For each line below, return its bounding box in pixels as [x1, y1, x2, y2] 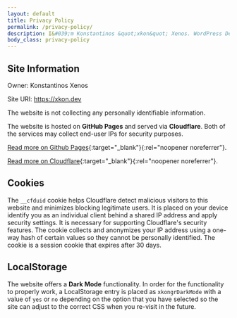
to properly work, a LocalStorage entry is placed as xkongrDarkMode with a [7, 287, 221, 295]
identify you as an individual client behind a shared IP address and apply [7, 210, 218, 219]
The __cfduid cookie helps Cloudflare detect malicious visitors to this [7, 196, 208, 204]
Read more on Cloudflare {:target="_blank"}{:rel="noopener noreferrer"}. [7, 156, 219, 165]
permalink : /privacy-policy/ [7, 23, 93, 30]
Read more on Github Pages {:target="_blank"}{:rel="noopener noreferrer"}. [7, 143, 227, 151]
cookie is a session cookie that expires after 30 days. [7, 241, 162, 249]
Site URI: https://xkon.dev [7, 94, 82, 103]
